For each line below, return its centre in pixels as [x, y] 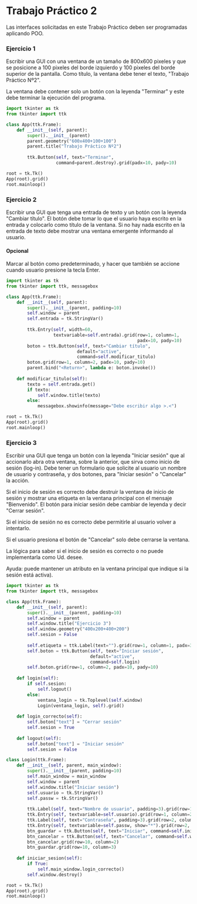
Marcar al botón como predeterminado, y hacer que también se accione [93, 264]
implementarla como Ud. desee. [45, 557]
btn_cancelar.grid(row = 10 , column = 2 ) [73, 842]
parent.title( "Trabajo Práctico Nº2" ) [74, 146]
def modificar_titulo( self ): [52, 379]
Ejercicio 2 [21, 199]
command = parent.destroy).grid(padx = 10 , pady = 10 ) [116, 163]
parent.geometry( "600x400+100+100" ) [72, 141]
